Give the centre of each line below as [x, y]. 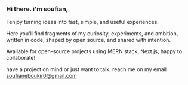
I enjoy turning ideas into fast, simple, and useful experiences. [83, 22]
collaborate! [21, 58]
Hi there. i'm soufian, [37, 9]
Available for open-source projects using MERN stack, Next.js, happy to [94, 51]
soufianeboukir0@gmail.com [42, 76]
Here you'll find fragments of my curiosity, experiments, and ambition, [92, 34]
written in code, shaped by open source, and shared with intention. [89, 40]
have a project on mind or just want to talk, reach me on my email [87, 69]
